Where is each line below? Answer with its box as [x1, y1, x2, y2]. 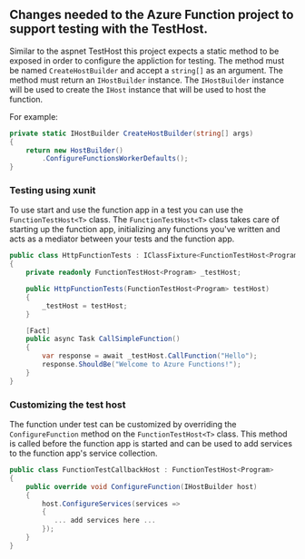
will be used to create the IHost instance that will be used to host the [9, 83, 266, 94]
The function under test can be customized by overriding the [9, 419, 238, 430]
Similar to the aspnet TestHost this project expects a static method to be [9, 45, 280, 56]
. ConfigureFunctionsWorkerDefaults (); [42, 154, 189, 163]
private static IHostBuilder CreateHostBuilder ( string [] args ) [9, 129, 254, 138]
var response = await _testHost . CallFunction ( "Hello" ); [42, 351, 258, 361]
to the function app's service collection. [9, 448, 158, 459]
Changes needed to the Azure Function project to [9, 7, 294, 23]
